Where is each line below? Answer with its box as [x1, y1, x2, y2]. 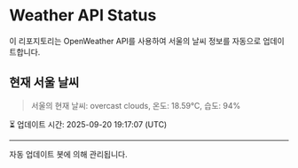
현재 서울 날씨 [9, 75, 80, 90]
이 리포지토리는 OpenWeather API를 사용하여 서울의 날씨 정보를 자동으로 [9, 35, 262, 46]
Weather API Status [9, 5, 157, 26]
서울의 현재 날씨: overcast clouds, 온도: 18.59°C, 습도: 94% [30, 100, 241, 111]
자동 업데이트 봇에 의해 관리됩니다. [9, 149, 128, 159]
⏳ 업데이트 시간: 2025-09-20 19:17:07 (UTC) [9, 118, 168, 129]
